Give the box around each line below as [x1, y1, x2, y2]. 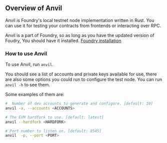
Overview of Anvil [5, 4, 62, 12]
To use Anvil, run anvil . [5, 61, 53, 67]
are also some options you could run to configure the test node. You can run [5, 76, 162, 82]
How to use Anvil [5, 50, 47, 57]
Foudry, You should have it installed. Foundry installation [5, 37, 121, 43]
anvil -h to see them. [5, 82, 50, 88]
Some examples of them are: [5, 91, 64, 97]
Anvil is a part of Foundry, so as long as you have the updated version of [5, 32, 154, 38]
